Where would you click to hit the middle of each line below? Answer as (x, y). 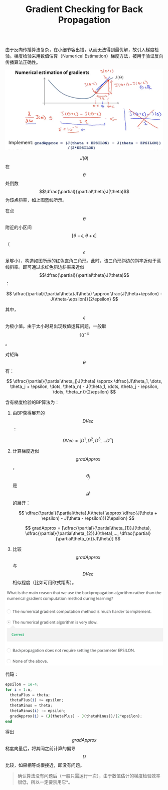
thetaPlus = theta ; (30, 695)
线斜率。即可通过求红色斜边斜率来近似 (45, 267)
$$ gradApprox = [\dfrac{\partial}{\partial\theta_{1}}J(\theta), (88, 528)
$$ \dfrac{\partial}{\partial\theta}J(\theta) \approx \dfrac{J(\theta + (88, 513)
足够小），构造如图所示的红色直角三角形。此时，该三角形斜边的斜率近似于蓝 (83, 261)
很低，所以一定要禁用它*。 (45, 782)
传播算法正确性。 (23, 62)
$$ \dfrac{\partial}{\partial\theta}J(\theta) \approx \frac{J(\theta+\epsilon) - (84, 294)
